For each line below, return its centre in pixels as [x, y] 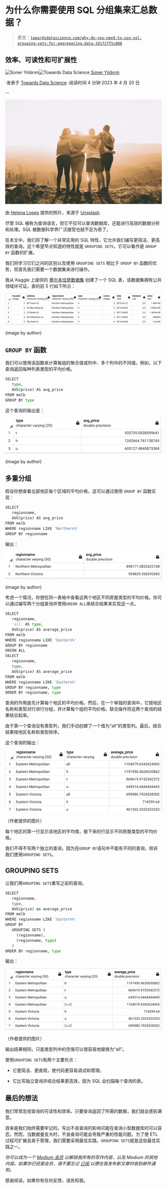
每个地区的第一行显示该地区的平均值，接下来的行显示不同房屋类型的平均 [79, 832]
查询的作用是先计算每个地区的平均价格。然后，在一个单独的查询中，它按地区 [83, 703]
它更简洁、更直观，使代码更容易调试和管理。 [58, 1070]
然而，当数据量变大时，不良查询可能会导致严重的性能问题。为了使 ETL [86, 1134]
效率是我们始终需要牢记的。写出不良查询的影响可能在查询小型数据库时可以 [81, 1128]
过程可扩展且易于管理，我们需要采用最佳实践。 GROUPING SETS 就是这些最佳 [81, 1140]
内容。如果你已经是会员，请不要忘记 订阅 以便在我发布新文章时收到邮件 [78, 1163]
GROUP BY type [20, 400]
